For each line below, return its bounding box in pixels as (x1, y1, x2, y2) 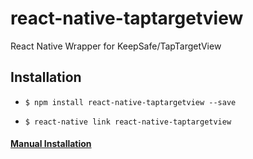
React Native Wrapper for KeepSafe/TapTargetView (10, 40, 222, 52)
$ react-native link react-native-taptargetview (24, 117, 232, 127)
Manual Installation (10, 138, 92, 150)
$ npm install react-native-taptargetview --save (24, 97, 237, 107)
